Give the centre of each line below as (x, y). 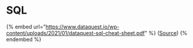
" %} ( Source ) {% (166, 33)
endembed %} (24, 39)
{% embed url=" (26, 27)
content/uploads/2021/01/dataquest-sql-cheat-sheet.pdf (76, 33)
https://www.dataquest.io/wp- (83, 27)
